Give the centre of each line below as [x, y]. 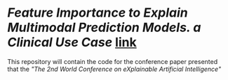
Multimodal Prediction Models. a [104, 27]
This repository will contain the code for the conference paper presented [113, 61]
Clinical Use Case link [72, 42]
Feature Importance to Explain [98, 13]
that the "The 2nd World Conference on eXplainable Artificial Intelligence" [114, 69]
